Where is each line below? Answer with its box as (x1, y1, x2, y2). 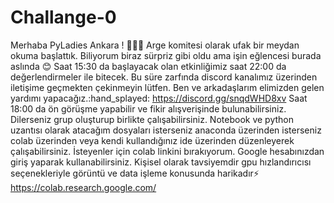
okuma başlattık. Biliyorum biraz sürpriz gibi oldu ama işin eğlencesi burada (10, 49, 322, 61)
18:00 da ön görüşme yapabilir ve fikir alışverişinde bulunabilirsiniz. (10, 102, 287, 115)
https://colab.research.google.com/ (10, 181, 157, 193)
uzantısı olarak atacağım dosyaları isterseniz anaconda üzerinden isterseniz (10, 124, 322, 136)
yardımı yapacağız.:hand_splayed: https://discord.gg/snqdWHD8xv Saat (10, 92, 308, 104)
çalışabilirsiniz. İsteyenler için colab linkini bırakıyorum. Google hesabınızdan (10, 145, 325, 157)
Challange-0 (10, 6, 117, 29)
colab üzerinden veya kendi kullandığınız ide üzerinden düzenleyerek (10, 134, 295, 146)
